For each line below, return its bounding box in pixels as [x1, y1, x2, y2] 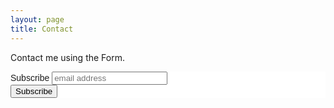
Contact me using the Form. [10, 51, 125, 63]
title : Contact [10, 24, 74, 34]
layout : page [10, 14, 65, 25]
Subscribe [10, 72, 50, 83]
